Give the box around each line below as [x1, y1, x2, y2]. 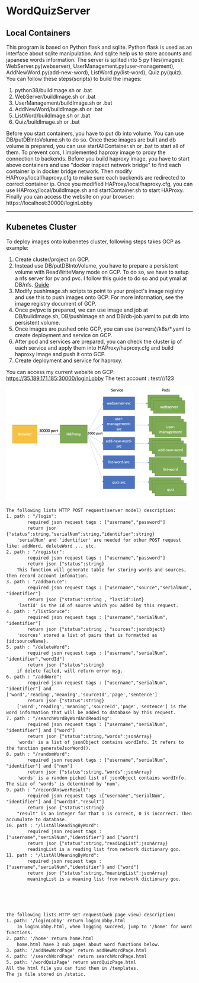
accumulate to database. [6, 816, 68, 823]
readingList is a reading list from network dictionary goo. [27, 846, 182, 853]
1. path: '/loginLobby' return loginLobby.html [6, 918, 126, 924]
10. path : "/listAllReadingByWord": [6, 822, 99, 829]
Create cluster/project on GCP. [14, 256, 90, 263]
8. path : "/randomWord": [6, 751, 70, 758]
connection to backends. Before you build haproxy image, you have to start [6, 155, 190, 162]
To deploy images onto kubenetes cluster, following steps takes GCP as [6, 238, 181, 245]
